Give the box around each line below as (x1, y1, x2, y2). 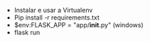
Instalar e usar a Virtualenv (14, 6, 93, 14)
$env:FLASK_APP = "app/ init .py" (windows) (14, 21, 144, 29)
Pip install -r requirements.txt (14, 13, 100, 22)
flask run (14, 28, 41, 36)
